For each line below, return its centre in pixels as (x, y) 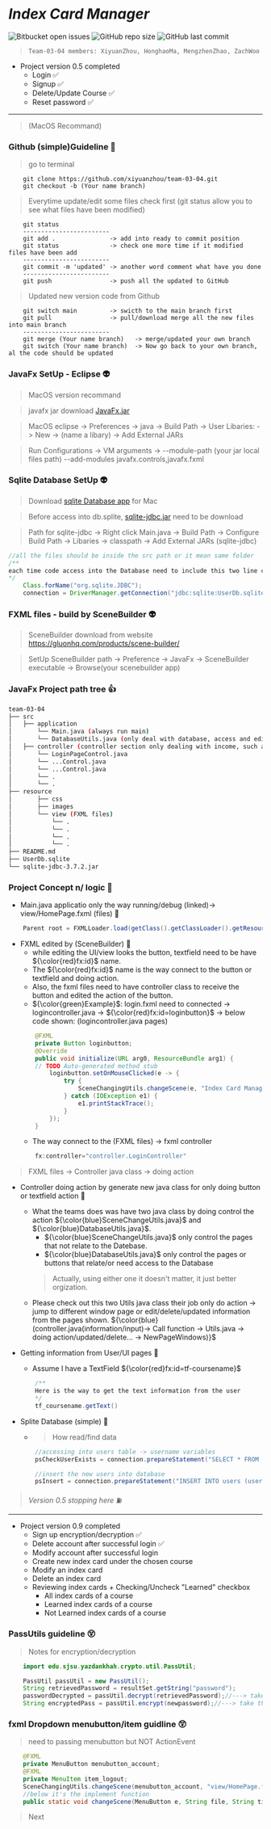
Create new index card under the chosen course (113, 1562)
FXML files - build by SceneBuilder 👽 (82, 614)
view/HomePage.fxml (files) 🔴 (69, 914)
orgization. (70, 1287)
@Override (51, 1051)
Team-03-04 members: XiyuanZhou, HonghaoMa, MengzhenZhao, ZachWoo (144, 51)
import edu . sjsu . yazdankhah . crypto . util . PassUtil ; (110, 1666)
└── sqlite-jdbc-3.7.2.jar (54, 867)
